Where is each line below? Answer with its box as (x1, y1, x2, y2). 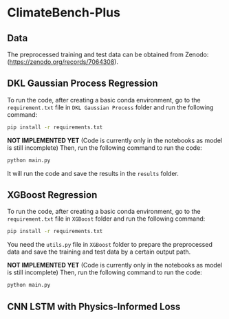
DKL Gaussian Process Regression (7, 78, 158, 89)
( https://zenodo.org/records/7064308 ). (7, 58, 119, 66)
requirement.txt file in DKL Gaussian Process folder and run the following (7, 103, 214, 111)
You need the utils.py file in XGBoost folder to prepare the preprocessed (7, 241, 213, 249)
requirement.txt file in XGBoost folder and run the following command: (7, 214, 206, 223)
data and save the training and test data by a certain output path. (7, 247, 191, 256)
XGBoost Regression (7, 189, 98, 201)
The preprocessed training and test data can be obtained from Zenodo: (7, 50, 209, 58)
